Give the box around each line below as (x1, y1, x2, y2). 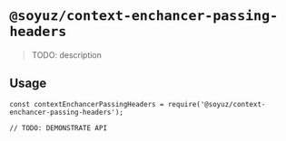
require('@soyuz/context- (167, 99, 266, 108)
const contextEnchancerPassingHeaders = (9, 99, 165, 108)
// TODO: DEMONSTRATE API (9, 123, 107, 133)
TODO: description (31, 49, 103, 61)
